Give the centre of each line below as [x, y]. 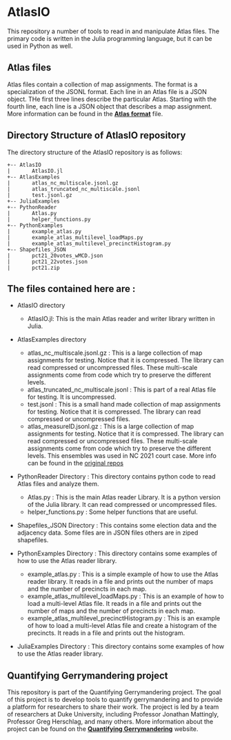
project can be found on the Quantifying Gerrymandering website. [103, 729]
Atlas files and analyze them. [58, 484]
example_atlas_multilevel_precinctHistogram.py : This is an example [124, 618]
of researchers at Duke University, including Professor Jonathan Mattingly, [113, 714]
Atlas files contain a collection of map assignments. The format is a [102, 84]
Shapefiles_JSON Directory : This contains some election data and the [117, 526]
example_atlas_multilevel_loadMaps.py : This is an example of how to [125, 596]
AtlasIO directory [41, 306]
